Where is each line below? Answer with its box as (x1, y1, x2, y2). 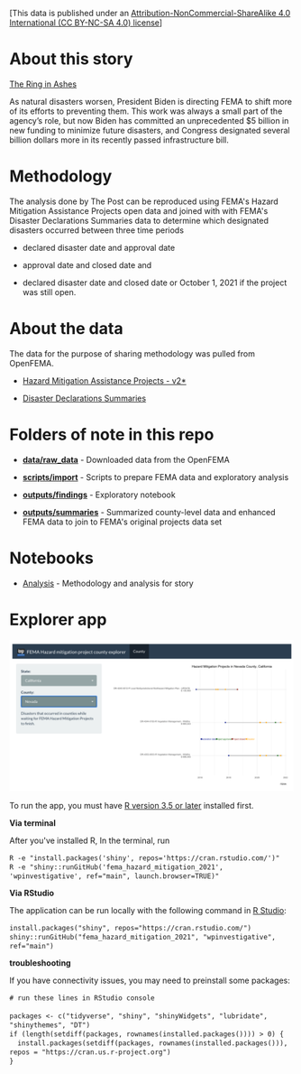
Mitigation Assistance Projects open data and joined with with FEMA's (9, 205, 269, 216)
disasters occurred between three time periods (9, 225, 185, 236)
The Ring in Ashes (9, 79, 78, 89)
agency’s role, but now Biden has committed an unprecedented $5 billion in (9, 115, 289, 125)
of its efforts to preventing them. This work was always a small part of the (9, 106, 283, 116)
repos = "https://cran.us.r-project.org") (9, 1048, 171, 1057)
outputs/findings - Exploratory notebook (22, 489, 176, 500)
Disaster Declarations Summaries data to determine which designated (9, 215, 269, 226)
